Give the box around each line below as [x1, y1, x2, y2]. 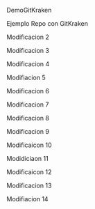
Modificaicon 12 [6, 168, 52, 176]
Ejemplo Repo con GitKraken [6, 20, 88, 27]
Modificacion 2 [6, 33, 50, 41]
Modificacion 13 [6, 181, 52, 189]
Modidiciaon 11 [6, 155, 49, 162]
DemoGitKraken [6, 6, 52, 14]
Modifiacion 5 [6, 73, 46, 82]
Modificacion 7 [6, 100, 49, 109]
